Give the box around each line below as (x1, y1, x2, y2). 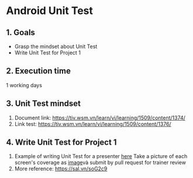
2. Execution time (6, 66, 71, 76)
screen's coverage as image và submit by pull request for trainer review (14, 159, 186, 166)
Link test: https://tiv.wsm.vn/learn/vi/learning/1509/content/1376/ (14, 120, 171, 127)
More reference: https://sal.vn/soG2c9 (14, 165, 108, 172)
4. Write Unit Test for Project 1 (6, 138, 117, 148)
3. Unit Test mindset (6, 98, 81, 109)
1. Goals (6, 28, 35, 37)
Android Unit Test (6, 4, 94, 18)
